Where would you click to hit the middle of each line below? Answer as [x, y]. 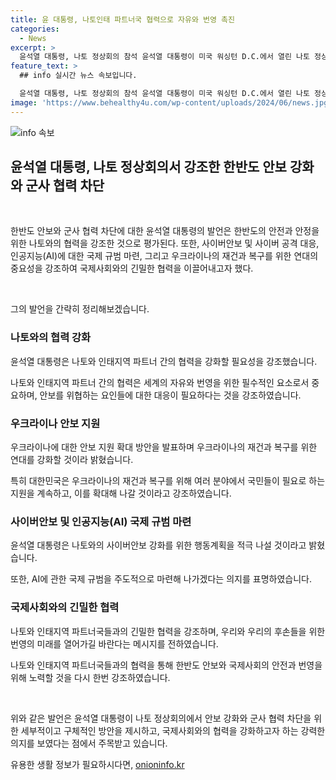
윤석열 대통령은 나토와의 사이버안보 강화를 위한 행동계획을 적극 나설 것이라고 [158, 545]
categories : [35, 29]
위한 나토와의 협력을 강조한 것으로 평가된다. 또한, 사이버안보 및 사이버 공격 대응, [165, 243]
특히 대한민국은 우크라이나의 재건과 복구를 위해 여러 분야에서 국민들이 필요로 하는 [168, 481]
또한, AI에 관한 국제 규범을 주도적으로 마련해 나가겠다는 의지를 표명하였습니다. [161, 579]
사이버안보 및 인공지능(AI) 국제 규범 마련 [101, 521]
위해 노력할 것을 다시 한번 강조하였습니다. [90, 677]
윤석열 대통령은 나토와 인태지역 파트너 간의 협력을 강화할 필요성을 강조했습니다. [164, 361]
